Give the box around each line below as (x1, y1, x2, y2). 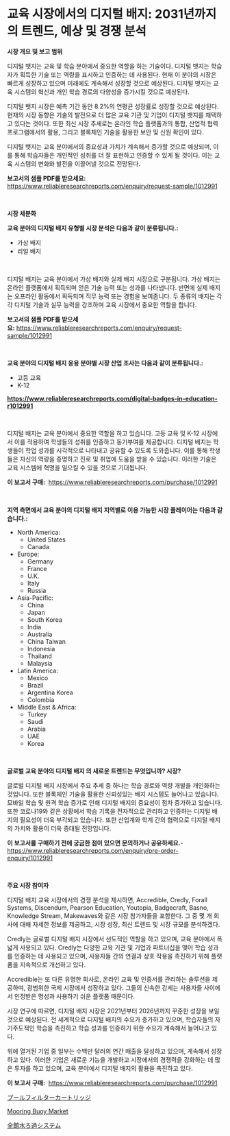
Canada (27, 542, 50, 551)
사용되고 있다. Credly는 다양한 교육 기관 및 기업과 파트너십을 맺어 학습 (19, 943, 207, 952)
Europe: (16, 550, 40, 558)
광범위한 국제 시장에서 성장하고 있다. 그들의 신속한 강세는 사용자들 (27, 983, 203, 991)
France (27, 564, 48, 572)
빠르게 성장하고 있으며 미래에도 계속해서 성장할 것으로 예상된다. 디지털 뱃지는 (7, 79, 212, 87)
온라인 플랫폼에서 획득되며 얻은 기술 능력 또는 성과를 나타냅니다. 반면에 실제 (7, 283, 208, 291)
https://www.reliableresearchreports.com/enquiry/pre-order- (7, 846, 179, 854)
